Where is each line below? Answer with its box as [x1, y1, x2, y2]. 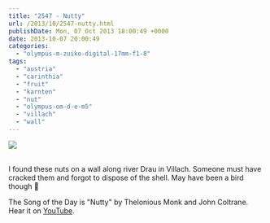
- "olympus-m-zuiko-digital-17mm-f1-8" [15, 50, 151, 58]
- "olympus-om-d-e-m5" [15, 103, 93, 111]
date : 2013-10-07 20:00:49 [8, 34, 100, 43]
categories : [8, 42, 49, 50]
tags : [8, 58, 27, 66]
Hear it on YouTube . [8, 205, 75, 216]
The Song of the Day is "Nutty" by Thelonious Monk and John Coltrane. [8, 197, 249, 207]
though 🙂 [8, 181, 39, 191]
